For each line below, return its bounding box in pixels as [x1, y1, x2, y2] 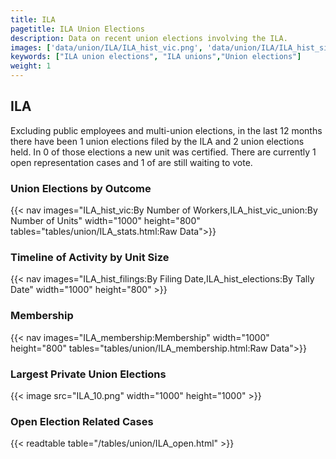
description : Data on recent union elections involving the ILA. [10, 33, 288, 43]
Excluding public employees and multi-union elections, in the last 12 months [10, 124, 323, 136]
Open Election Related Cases [10, 414, 154, 428]
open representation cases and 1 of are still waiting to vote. [10, 156, 253, 168]
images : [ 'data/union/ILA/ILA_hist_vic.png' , [10, 42, 203, 53]
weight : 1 [10, 61, 52, 71]
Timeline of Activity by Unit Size [10, 251, 170, 265]
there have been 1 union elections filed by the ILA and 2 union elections [10, 135, 305, 147]
